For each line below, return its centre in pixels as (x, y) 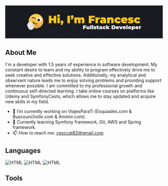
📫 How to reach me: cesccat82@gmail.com (58, 133)
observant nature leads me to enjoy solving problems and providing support (83, 80)
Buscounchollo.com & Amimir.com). (49, 117)
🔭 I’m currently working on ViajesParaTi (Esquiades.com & (72, 111)
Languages (23, 150)
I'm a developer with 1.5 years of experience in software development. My (81, 64)
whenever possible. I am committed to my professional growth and (74, 86)
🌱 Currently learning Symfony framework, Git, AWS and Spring (77, 122)
